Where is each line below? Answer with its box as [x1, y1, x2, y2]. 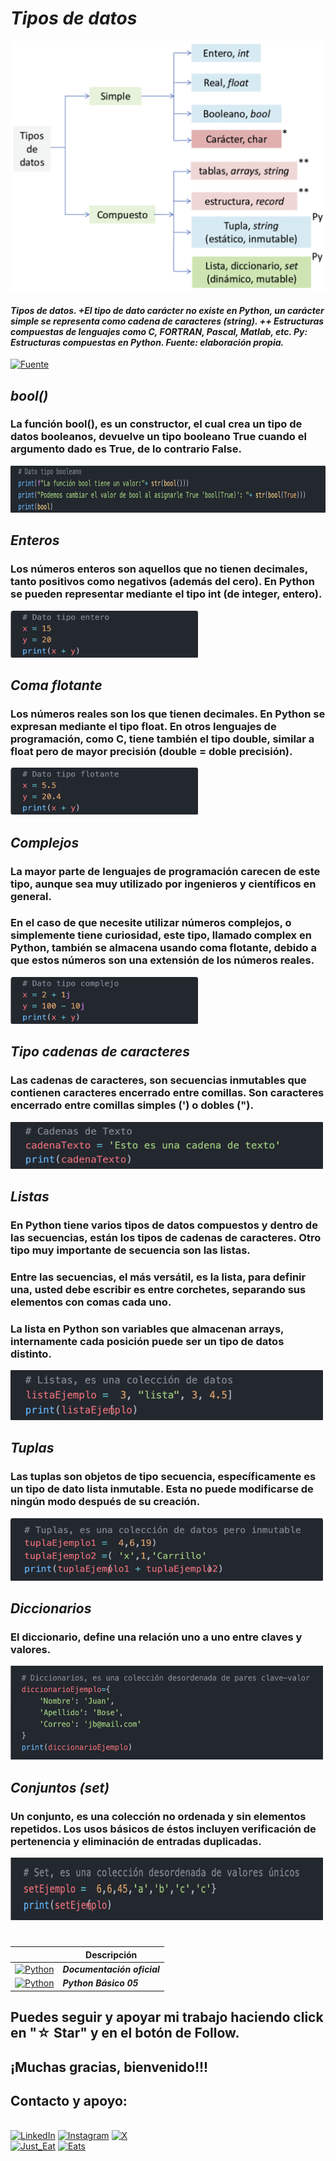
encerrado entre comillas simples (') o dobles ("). [10, 1098, 254, 1112]
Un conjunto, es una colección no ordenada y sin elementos [10, 1809, 307, 1823]
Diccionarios [10, 1600, 92, 1617]
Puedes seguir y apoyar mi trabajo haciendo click [10, 2009, 324, 2026]
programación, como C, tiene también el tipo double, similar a [10, 732, 315, 746]
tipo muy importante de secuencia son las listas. [10, 1243, 251, 1257]
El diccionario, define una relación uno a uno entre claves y [10, 1630, 303, 1644]
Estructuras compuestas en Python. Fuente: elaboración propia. [10, 336, 285, 348]
